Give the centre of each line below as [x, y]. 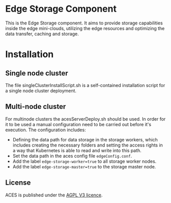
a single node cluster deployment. [41, 91]
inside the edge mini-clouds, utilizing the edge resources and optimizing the [85, 28]
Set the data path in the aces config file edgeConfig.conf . [72, 156]
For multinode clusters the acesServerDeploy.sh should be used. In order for [85, 119]
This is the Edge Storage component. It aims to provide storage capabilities [84, 23]
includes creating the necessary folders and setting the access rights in [88, 145]
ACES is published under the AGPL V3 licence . [54, 195]
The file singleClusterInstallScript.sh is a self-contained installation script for [85, 85]
